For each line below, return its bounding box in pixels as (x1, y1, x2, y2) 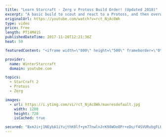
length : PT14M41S (5, 30, 41, 35)
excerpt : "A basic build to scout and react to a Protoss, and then (5, 12, 149, 17)
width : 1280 (14, 107, 39, 111)
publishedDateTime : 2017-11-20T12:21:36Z (5, 35, 92, 40)
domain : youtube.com (9, 66, 52, 71)
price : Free (5, 26, 30, 30)
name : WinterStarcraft (9, 61, 56, 66)
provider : (5, 57, 26, 62)
